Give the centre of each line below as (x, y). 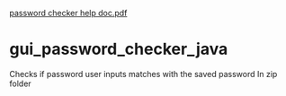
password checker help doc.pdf (68, 13)
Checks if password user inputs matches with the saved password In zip (143, 74)
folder (20, 83)
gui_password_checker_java (119, 49)
